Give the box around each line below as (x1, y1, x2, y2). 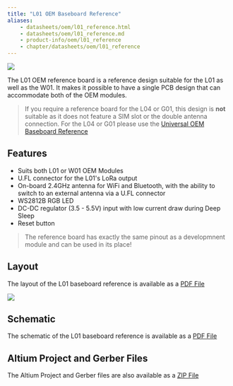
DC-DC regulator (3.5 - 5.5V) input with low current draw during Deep (17, 204, 221, 212)
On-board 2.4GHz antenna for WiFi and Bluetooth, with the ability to (17, 181, 215, 189)
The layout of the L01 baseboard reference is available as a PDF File (7, 279, 205, 288)
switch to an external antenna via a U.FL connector (17, 189, 166, 197)
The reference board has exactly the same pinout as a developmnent (24, 233, 226, 241)
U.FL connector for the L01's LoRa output (17, 174, 138, 182)
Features (7, 148, 47, 160)
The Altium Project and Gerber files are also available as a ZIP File (7, 371, 199, 380)
